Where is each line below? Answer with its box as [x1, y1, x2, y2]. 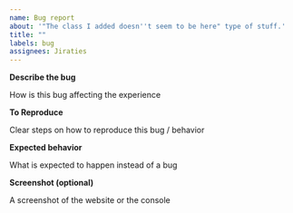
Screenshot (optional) [9, 178, 94, 189]
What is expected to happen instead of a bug [9, 160, 178, 170]
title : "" [9, 30, 47, 39]
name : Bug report [9, 13, 75, 23]
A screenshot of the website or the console [9, 195, 171, 206]
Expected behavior [9, 142, 83, 153]
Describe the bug [9, 72, 76, 82]
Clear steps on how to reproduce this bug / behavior [9, 124, 205, 136]
